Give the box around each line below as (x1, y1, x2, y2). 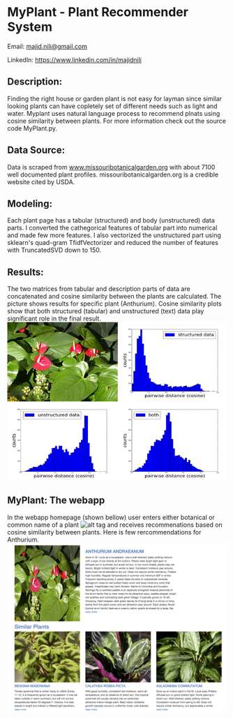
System (7, 19, 53, 35)
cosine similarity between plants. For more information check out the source (7, 117, 227, 125)
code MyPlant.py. (7, 124, 58, 133)
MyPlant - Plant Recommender (7, 4, 188, 20)
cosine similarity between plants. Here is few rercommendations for (7, 528, 202, 536)
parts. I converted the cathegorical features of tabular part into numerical (7, 224, 218, 232)
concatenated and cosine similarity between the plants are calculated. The (7, 292, 222, 301)
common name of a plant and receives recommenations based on (7, 521, 223, 529)
